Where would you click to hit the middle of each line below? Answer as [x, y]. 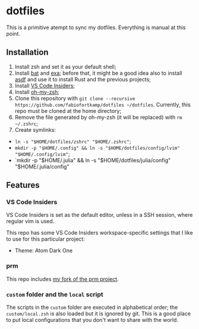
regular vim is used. [30, 222]
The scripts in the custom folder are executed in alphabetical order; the [92, 308]
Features [23, 185]
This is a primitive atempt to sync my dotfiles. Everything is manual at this [96, 27]
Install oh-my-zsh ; [37, 92]
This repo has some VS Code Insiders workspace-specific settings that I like [99, 233]
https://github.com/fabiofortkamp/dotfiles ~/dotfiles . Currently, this [103, 105]
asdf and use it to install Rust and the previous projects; [83, 79]
